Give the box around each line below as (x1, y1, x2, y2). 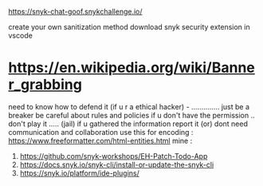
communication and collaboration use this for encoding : (8, 127, 194, 137)
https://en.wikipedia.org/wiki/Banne (8, 59, 255, 77)
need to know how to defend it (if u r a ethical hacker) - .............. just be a (8, 101, 249, 111)
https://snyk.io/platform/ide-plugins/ (19, 168, 139, 178)
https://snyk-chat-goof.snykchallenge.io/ (8, 7, 143, 16)
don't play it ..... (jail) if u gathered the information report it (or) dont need (8, 119, 249, 129)
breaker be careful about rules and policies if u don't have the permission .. (8, 110, 255, 120)
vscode (8, 31, 33, 40)
